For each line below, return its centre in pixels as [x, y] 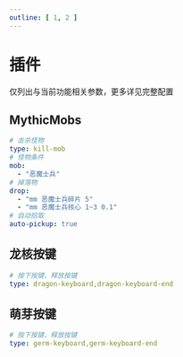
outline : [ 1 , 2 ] [43, 17]
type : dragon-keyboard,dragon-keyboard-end [91, 283]
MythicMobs [46, 120]
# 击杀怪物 [27, 141]
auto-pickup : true [43, 224]
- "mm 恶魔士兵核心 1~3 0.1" [67, 207]
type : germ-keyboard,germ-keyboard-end [83, 344]
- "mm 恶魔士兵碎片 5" [55, 199]
